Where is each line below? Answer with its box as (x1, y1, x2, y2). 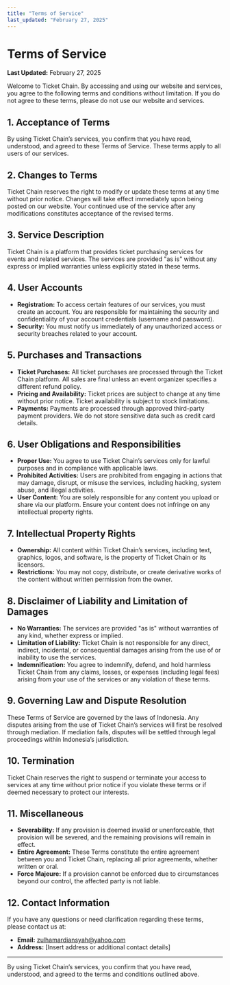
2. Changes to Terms (7, 169, 98, 181)
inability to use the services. (16, 653, 97, 661)
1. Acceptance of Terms (7, 116, 110, 128)
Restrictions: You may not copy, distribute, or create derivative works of (16, 568, 222, 576)
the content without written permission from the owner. (16, 575, 173, 584)
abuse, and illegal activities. (16, 486, 96, 495)
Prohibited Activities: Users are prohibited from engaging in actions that (16, 471, 222, 479)
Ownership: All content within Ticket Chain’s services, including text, (16, 546, 212, 554)
